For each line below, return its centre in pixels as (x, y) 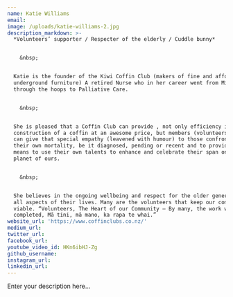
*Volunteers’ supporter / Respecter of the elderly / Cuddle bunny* (114, 39)
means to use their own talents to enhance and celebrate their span (116, 152)
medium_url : (24, 228)
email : (17, 20)
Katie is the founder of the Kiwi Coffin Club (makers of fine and (113, 77)
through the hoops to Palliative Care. (71, 89)
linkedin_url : (28, 267)
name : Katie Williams (38, 13)
